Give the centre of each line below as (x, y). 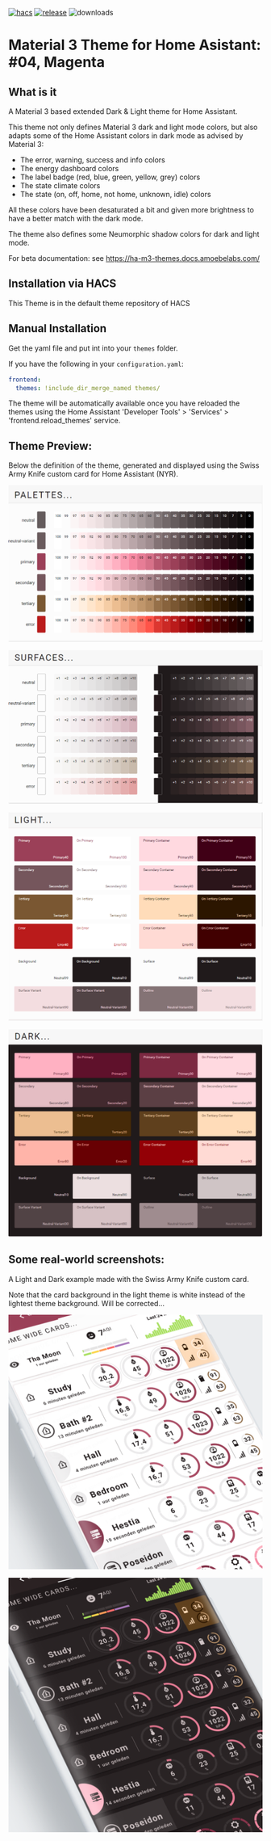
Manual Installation (58, 328)
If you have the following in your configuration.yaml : (96, 364)
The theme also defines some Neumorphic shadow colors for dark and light (134, 234)
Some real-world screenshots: (87, 1260)
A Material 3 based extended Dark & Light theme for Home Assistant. (123, 111)
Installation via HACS (63, 284)
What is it (33, 92)
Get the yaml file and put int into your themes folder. (94, 348)
